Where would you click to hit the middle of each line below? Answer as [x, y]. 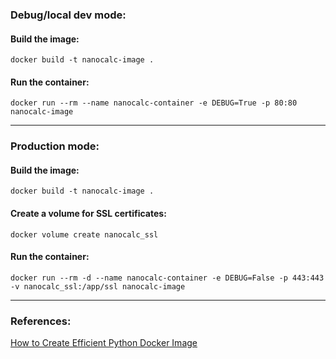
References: [41, 321]
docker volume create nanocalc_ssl [84, 234]
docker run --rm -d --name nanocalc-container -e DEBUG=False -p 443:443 [167, 278]
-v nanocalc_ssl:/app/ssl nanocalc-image [98, 286]
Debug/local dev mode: [68, 15]
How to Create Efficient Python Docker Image [104, 343]
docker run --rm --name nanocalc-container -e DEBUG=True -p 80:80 [154, 103]
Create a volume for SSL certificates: [88, 214]
